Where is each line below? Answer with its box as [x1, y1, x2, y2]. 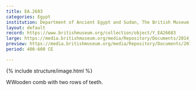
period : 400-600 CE [6, 46, 54, 52]
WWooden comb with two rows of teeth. [6, 78, 103, 85]
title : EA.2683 [6, 8, 43, 15]
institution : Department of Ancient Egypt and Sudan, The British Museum [6, 19, 190, 25]
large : [6, 35, 22, 41]
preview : [6, 41, 27, 47]
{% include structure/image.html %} [6, 67, 93, 74]
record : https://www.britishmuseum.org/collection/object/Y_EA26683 [6, 30, 176, 36]
